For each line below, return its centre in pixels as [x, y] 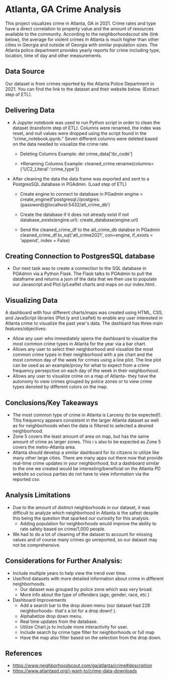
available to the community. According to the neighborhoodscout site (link [82, 34]
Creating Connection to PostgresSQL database [80, 256]
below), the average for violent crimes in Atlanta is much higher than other [82, 39]
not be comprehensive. [36, 545]
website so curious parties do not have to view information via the [81, 474]
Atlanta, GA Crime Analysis [63, 9]
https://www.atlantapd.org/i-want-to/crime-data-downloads [75, 671]
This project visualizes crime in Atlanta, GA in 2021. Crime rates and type [80, 23]
